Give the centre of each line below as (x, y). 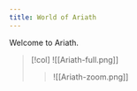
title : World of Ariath (53, 17)
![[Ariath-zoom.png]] (91, 77)
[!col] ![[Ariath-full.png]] (75, 59)
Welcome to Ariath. (44, 42)
